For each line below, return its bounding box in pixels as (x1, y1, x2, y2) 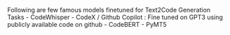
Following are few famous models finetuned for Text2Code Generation (7, 6, 211, 14)
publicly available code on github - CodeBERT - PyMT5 (7, 21, 167, 28)
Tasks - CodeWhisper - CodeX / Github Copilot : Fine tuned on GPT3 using (7, 13, 223, 21)
